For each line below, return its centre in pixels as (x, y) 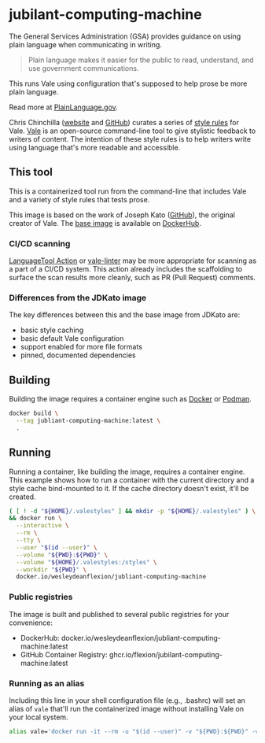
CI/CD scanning (40, 243)
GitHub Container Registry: (64, 654)
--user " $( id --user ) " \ (57, 547)
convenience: (31, 623)
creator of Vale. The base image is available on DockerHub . (105, 223)
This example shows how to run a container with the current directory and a (132, 480)
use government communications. (83, 68)
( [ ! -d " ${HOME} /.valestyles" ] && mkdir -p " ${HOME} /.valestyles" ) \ (132, 511)
